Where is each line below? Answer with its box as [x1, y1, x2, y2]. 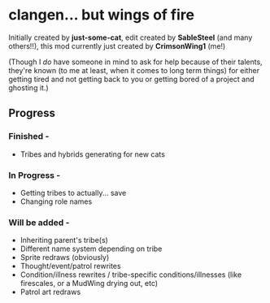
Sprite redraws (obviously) [20, 253, 110, 262]
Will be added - [8, 217, 70, 228]
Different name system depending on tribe [20, 244, 163, 253]
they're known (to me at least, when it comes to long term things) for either [8, 65, 260, 75]
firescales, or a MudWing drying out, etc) [20, 279, 159, 288]
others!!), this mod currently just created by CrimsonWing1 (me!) [8, 41, 226, 50]
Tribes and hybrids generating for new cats [20, 149, 165, 159]
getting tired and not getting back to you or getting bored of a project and [8, 74, 255, 84]
